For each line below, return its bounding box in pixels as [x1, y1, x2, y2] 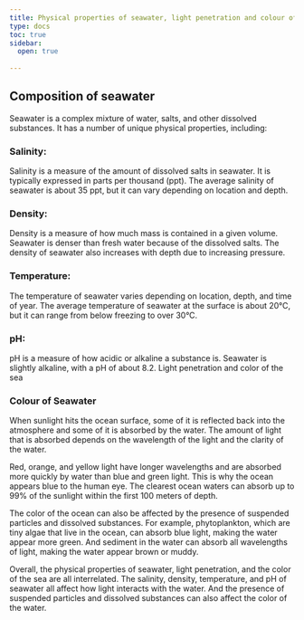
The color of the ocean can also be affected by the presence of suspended [9, 508, 290, 519]
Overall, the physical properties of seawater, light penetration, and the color [9, 564, 291, 575]
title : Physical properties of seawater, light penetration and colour [9, 13, 285, 23]
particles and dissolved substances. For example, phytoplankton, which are [9, 518, 291, 529]
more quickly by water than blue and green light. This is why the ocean [9, 472, 274, 482]
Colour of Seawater [9, 395, 97, 407]
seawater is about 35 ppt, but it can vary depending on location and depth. [9, 185, 289, 196]
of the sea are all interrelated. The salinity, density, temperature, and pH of [9, 574, 287, 585]
